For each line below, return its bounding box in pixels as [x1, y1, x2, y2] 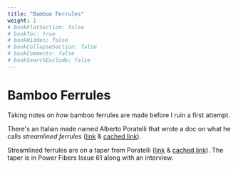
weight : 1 [7, 17, 37, 24]
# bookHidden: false [7, 37, 69, 44]
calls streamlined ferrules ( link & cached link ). [7, 132, 141, 141]
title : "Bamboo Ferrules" [7, 10, 84, 18]
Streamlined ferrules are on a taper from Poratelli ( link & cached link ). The [7, 146, 224, 154]
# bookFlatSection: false [7, 23, 84, 31]
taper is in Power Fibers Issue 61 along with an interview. [7, 153, 174, 162]
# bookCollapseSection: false [7, 43, 98, 50]
